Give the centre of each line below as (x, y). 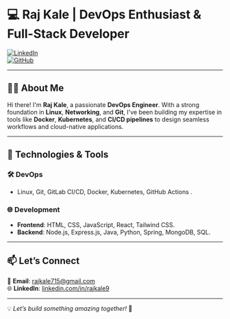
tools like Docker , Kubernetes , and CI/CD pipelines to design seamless (108, 119)
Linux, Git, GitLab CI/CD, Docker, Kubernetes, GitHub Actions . (105, 192)
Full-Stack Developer (68, 34)
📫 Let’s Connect (43, 261)
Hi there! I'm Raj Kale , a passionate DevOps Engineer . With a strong (103, 104)
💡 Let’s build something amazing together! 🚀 (70, 308)
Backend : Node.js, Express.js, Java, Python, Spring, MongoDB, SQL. (114, 232)
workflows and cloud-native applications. (65, 126)
